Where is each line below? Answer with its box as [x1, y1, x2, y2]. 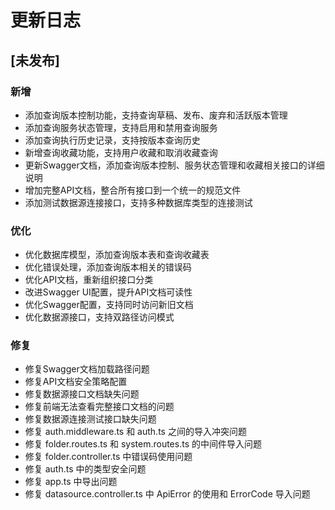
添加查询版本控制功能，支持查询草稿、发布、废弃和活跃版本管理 [24, 109, 288, 121]
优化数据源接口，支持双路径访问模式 [24, 311, 175, 323]
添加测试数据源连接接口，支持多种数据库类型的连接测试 [24, 196, 253, 208]
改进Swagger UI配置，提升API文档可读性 [24, 286, 193, 298]
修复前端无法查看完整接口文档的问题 [24, 401, 175, 413]
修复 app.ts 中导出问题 [24, 476, 118, 488]
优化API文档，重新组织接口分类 [24, 274, 154, 286]
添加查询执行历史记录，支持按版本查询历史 [24, 134, 201, 146]
